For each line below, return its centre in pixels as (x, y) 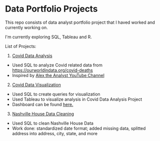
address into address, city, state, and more (55, 133)
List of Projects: (21, 46)
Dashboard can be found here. (43, 104)
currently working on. (26, 27)
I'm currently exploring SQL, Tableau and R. (48, 37)
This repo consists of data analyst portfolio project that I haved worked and (80, 22)
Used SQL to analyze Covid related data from (57, 65)
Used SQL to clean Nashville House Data (53, 123)
